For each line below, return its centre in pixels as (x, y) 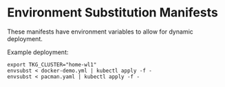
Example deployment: (38, 52)
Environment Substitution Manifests (112, 13)
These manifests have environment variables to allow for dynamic (100, 32)
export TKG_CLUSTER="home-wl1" (52, 64)
